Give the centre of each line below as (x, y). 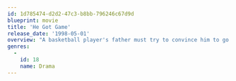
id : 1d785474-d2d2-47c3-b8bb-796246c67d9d (71, 14)
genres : (19, 46)
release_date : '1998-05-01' (49, 33)
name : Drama (37, 66)
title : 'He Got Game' (39, 27)
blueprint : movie (33, 20)
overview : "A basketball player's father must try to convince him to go (118, 40)
